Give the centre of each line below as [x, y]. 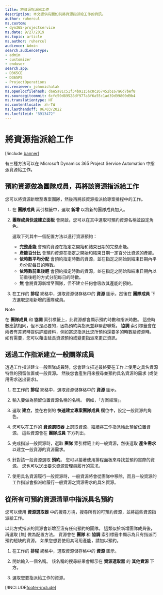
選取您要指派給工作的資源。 [40, 578]
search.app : [17, 69]
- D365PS [14, 78]
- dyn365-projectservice [30, 28]
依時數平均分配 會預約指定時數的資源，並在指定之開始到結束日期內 [86, 258]
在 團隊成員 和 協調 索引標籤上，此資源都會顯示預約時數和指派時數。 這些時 [80, 319]
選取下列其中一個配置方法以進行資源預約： [55, 236]
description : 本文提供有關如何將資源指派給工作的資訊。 [55, 14]
